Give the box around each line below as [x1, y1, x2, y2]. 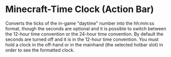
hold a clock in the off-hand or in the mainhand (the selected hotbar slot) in [5, 41, 163, 47]
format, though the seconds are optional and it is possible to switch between [5, 25, 166, 31]
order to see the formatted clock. [5, 47, 75, 53]
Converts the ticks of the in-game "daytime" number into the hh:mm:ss [5, 20, 155, 26]
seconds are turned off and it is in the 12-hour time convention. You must [5, 36, 159, 42]
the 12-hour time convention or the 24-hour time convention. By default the [5, 31, 164, 37]
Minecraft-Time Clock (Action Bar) [5, 4, 154, 15]
